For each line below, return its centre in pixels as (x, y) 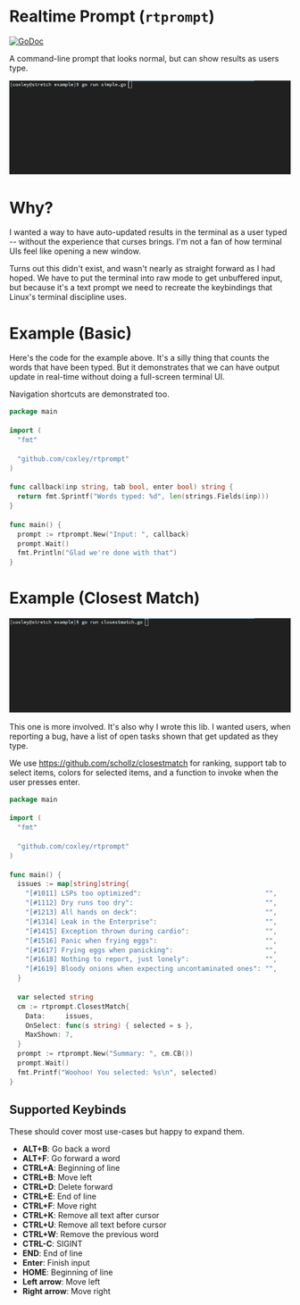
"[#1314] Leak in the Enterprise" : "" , (151, 922)
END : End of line (52, 1253)
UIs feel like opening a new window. (75, 251)
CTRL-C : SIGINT (52, 1243)
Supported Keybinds (68, 1110)
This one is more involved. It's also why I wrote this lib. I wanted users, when (150, 726)
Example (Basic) (71, 333)
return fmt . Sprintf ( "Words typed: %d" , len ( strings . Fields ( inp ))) (143, 497)
